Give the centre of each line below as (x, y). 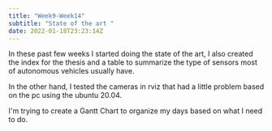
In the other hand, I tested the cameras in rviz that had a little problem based (136, 87)
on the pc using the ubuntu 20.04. (65, 95)
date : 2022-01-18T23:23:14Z (56, 31)
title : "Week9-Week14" (47, 16)
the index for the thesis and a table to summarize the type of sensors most (133, 62)
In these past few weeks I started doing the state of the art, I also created (131, 54)
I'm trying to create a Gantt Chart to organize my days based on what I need (136, 111)
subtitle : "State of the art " (61, 23)
